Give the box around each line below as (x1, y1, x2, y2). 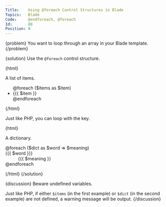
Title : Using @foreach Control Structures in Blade (5, 7, 124, 13)
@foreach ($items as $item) (12, 85, 72, 91)
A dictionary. (5, 135, 32, 141)
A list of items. (5, 75, 36, 81)
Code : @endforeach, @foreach (5, 17, 76, 22)
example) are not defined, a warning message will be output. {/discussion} (5, 196, 161, 202)
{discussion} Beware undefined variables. (5, 181, 93, 187)
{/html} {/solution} (5, 171, 43, 177)
